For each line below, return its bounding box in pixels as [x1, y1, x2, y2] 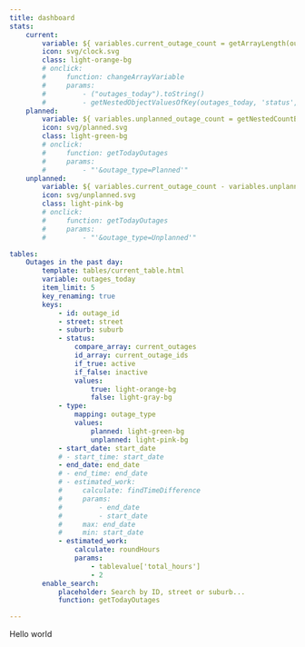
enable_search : [42, 579, 100, 588]
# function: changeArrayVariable [42, 73, 184, 82]
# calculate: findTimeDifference [57, 486, 202, 495]
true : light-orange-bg [90, 384, 177, 393]
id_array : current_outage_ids [74, 351, 189, 360]
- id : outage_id [57, 308, 120, 318]
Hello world [9, 629, 53, 640]
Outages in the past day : [25, 258, 124, 267]
